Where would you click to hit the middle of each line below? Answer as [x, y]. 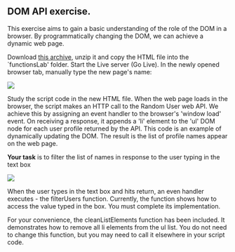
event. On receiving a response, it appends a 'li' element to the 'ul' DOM [111, 121]
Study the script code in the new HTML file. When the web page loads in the [117, 98]
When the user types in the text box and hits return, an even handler [106, 191]
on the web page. [33, 143]
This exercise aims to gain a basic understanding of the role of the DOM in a [117, 28]
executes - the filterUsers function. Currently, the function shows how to [112, 199]
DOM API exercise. [49, 12]
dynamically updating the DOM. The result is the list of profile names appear [117, 135]
